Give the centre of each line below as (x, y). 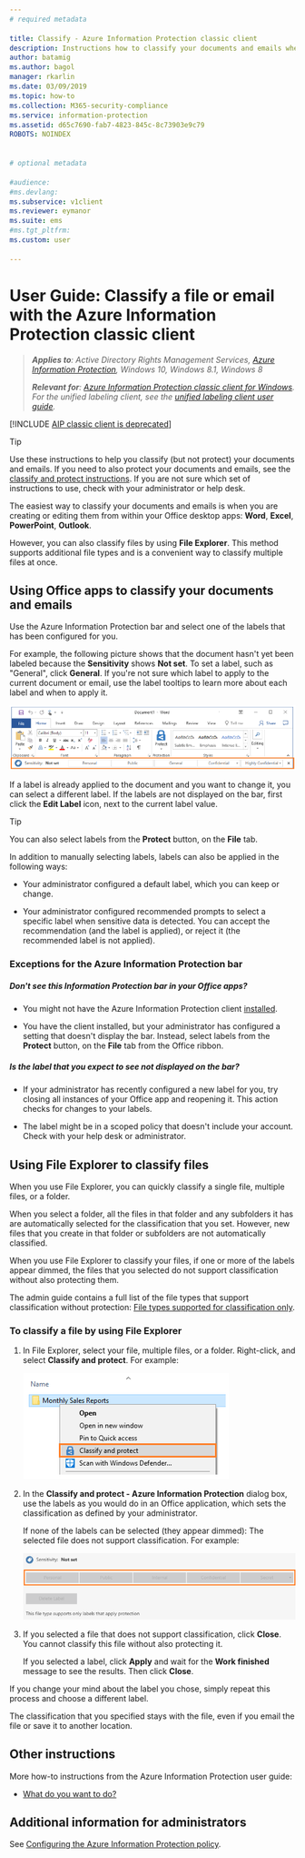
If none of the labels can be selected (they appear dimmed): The (143, 1531)
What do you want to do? (69, 1793)
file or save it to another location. (71, 1725)
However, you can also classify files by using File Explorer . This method (144, 542)
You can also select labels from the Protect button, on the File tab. (134, 839)
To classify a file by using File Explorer (96, 1330)
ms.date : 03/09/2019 (49, 86)
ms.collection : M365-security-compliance (89, 106)
